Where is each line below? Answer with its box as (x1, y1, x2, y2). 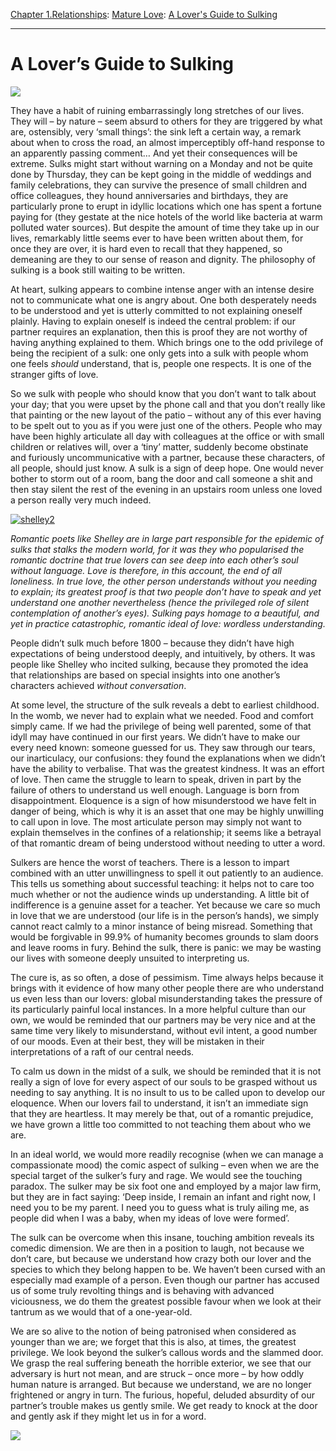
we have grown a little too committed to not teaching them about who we (10, 1118, 312, 1130)
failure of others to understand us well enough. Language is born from (10, 784, 300, 796)
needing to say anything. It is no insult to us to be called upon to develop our (10, 1086, 326, 1098)
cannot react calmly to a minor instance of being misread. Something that (10, 920, 313, 932)
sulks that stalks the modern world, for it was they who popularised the (10, 543, 305, 555)
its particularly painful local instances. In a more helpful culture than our (10, 1003, 307, 1015)
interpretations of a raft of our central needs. (10, 1045, 195, 1058)
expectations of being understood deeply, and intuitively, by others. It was (10, 647, 316, 659)
